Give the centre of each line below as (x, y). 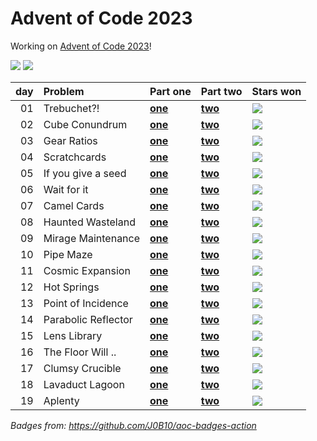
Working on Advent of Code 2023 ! (81, 46)
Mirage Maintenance (92, 238)
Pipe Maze (68, 254)
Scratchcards (75, 157)
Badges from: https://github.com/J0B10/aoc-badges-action (133, 425)
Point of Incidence (86, 303)
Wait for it (66, 189)
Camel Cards (74, 205)
